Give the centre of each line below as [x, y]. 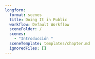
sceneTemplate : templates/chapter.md [50, 44]
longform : [15, 10]
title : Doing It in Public [38, 19]
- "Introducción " [34, 39]
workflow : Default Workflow [40, 24]
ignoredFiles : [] [28, 48]
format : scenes [26, 15]
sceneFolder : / [26, 29]
